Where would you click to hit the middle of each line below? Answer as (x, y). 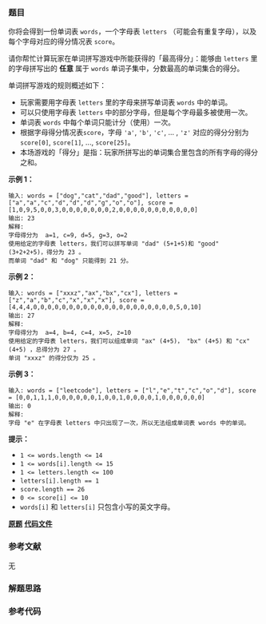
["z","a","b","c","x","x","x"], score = (77, 300)
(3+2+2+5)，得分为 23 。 (47, 252)
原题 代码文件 (30, 524)
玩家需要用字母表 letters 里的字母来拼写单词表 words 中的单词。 (126, 102)
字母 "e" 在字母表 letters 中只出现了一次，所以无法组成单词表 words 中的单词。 (129, 423)
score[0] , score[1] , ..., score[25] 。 (77, 142)
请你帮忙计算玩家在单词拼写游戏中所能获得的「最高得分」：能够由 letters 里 (133, 58)
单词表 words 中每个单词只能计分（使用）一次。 (97, 122)
